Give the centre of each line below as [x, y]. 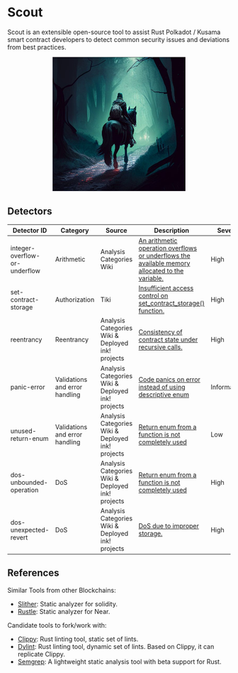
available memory [164, 263]
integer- [23, 248]
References [33, 573]
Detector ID [30, 230]
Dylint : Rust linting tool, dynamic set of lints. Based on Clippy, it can [116, 646]
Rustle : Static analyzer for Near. [64, 611]
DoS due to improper [169, 526]
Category [75, 230]
